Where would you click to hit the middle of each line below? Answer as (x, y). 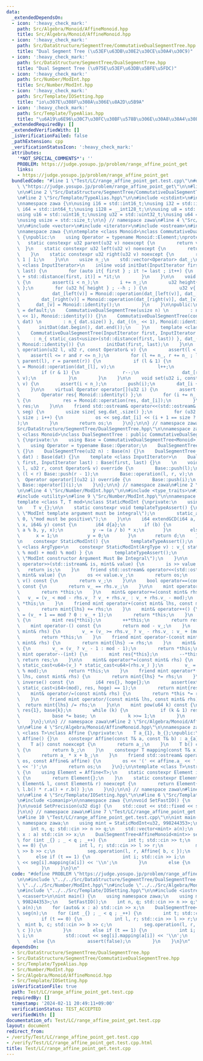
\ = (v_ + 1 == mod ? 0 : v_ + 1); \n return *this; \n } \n (105, 615)
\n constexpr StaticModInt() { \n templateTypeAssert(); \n (105, 542)
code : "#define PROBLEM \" (46, 874)
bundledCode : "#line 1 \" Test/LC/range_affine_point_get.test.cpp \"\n (102, 181)
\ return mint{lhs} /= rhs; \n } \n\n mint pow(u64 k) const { (105, 705)
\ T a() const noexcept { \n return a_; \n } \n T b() (105, 744)
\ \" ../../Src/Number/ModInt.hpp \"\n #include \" (79, 885)
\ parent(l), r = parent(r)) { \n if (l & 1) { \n (94, 361)
